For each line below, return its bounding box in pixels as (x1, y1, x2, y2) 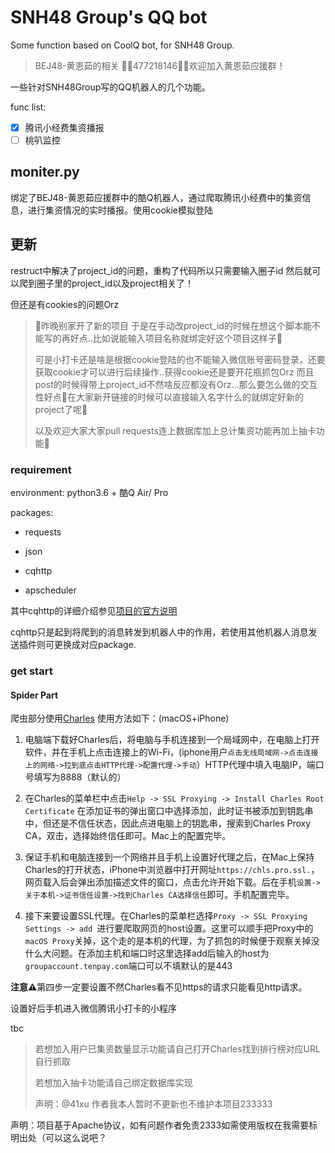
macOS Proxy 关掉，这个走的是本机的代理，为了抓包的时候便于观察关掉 (24, 935, 312, 947)
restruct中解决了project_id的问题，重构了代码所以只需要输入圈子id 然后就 (10, 264, 313, 276)
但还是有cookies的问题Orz (10, 298, 120, 310)
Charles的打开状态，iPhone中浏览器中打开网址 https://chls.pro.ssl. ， (24, 864, 320, 876)
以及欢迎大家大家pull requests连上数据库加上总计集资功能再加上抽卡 (34, 424, 317, 436)
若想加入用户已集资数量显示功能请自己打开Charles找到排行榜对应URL (34, 1043, 321, 1055)
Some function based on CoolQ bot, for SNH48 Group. (10, 39, 235, 51)
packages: (10, 506, 54, 518)
